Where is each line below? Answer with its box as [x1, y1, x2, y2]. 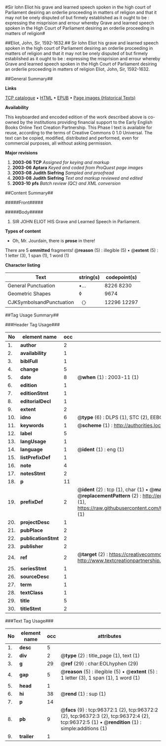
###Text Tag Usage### [5, 618, 54, 624]
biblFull [20, 358, 38, 364]
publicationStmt [20, 535, 59, 542]
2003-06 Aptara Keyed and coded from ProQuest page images [12, 165, 143, 170]
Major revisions [5, 150, 38, 156]
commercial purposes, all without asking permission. [5, 140, 113, 146]
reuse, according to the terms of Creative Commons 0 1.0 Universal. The [5, 130, 153, 135]
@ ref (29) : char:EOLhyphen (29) [61, 660, 138, 667]
